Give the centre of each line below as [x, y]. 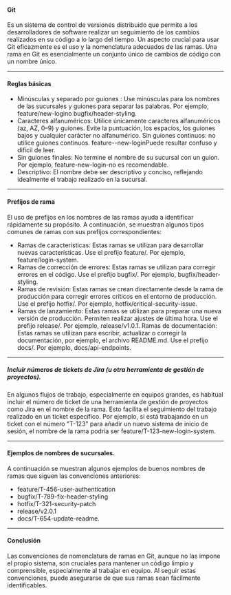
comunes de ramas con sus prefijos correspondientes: [85, 231]
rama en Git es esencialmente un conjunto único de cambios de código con [114, 54]
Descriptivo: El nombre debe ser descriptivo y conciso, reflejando [110, 172]
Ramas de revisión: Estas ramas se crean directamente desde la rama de [120, 289]
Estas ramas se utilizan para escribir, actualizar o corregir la [102, 333]
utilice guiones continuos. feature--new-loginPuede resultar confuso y [117, 143]
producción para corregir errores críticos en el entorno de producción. [117, 296]
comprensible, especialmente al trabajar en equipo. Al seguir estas [101, 570]
